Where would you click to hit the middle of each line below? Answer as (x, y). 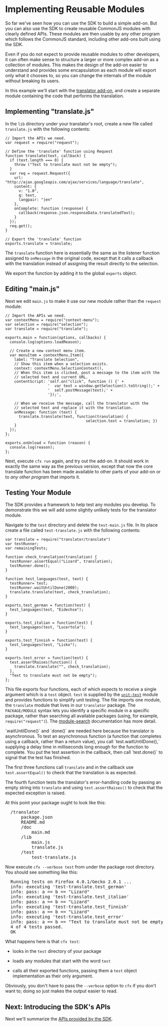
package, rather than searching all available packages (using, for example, (82, 716)
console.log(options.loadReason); (45, 342)
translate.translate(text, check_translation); (60, 592)
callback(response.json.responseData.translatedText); (77, 213)
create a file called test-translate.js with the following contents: (73, 531)
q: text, (27, 195)
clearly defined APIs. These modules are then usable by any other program (82, 34)
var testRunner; (22, 544)
